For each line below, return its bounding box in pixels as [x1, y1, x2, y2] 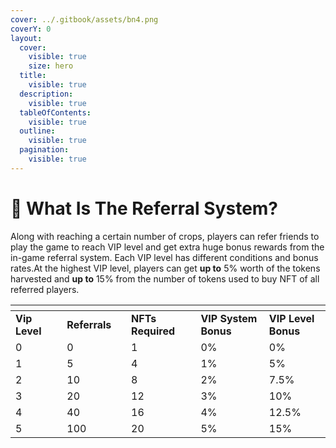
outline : [19, 126, 56, 136]
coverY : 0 [10, 24, 52, 34]
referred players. [10, 283, 80, 295]
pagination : [19, 145, 70, 155]
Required [131, 324, 176, 338]
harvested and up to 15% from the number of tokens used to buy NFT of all [10, 272, 320, 285]
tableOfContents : [19, 107, 92, 118]
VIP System [200, 311, 258, 325]
